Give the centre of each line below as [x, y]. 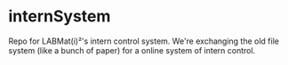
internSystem [60, 16]
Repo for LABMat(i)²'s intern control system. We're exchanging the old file [144, 41]
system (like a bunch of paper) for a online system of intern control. [132, 50]
